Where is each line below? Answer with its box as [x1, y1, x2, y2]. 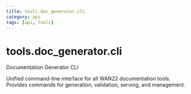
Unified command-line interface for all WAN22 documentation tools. [6, 75, 171, 82]
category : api [6, 14, 41, 20]
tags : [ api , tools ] [6, 19, 54, 25]
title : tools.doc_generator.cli [6, 8, 85, 15]
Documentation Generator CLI [6, 64, 79, 71]
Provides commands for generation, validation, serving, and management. [6, 81, 186, 88]
